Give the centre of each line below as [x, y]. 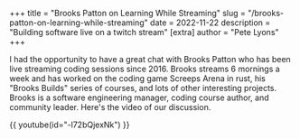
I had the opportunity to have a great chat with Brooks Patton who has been [150, 59]
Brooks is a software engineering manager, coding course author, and [139, 97]
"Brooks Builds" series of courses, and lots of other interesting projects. [143, 88]
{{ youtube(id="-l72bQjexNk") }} [70, 125]
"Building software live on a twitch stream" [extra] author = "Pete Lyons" [144, 32]
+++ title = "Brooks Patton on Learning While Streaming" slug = [128, 13]
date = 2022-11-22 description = [211, 23]
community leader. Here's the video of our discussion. [110, 107]
